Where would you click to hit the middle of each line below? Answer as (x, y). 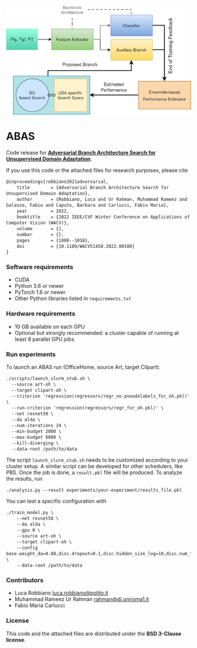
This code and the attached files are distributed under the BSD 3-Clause (94, 633)
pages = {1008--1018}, (54, 241)
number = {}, (40, 235)
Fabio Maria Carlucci (40, 606)
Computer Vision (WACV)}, (38, 223)
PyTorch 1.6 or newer (40, 292)
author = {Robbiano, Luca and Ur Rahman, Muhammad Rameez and (102, 200)
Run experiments (31, 354)
